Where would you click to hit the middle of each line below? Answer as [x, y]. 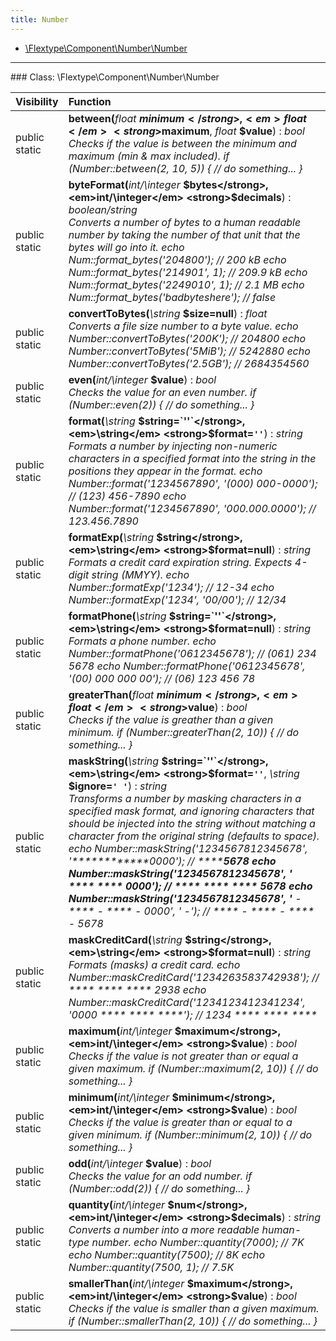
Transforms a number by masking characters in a [185, 798]
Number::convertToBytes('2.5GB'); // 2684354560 [189, 363]
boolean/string [103, 209]
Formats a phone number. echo [142, 641]
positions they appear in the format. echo [165, 471]
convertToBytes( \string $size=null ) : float [168, 313]
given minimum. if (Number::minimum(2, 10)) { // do [190, 1134]
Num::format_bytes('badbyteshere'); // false [172, 297]
